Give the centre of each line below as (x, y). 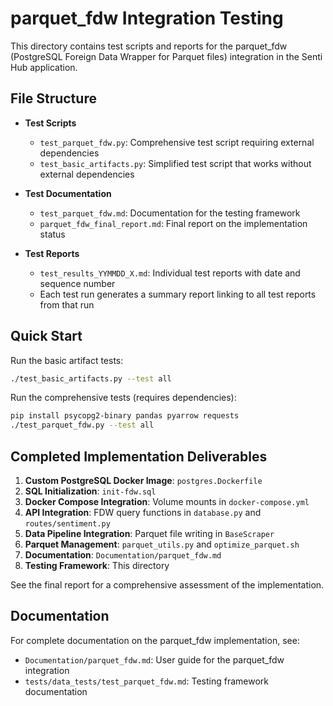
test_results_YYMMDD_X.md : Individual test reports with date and (170, 273)
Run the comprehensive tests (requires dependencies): (123, 398)
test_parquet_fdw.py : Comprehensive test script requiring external (177, 142)
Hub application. (44, 67)
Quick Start (46, 336)
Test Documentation (68, 193)
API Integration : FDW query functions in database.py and (143, 512)
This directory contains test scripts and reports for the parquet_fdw (149, 46)
